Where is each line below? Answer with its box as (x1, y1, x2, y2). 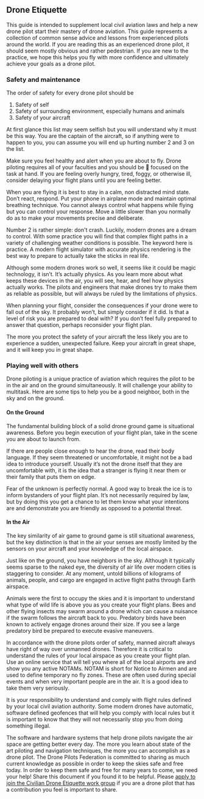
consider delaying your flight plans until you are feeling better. (6, 177, 162, 184)
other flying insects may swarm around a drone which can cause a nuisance (6, 607, 198, 615)
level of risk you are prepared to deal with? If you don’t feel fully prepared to (6, 315, 197, 323)
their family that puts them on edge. (6, 473, 96, 480)
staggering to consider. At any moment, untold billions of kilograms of (6, 569, 181, 577)
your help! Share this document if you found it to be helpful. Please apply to (6, 773, 196, 780)
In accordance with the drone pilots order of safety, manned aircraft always (6, 638, 195, 646)
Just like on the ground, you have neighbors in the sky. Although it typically (6, 556, 195, 564)
